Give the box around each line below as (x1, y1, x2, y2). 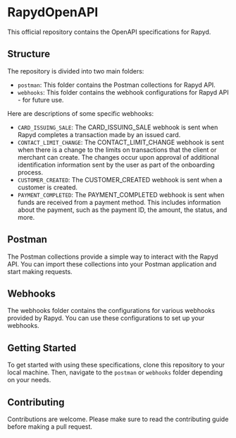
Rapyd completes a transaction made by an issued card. (17, 130, 181, 138)
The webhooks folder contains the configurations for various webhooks (7, 307, 216, 315)
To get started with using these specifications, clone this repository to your (7, 361, 225, 369)
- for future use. (17, 95, 64, 104)
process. (17, 167, 44, 177)
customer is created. (17, 183, 78, 191)
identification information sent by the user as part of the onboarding (17, 160, 215, 169)
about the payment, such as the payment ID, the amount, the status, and (17, 206, 228, 214)
